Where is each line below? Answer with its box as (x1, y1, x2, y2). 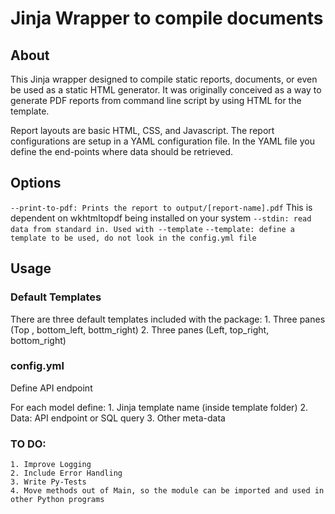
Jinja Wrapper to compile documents (10, 7, 324, 30)
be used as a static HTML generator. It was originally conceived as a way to (10, 84, 322, 96)
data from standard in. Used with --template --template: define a (10, 224, 295, 234)
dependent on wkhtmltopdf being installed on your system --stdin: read (10, 212, 312, 224)
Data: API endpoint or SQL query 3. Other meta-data (10, 412, 226, 424)
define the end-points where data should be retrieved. (10, 146, 234, 157)
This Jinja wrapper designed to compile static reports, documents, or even (10, 73, 318, 85)
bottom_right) (10, 334, 67, 346)
